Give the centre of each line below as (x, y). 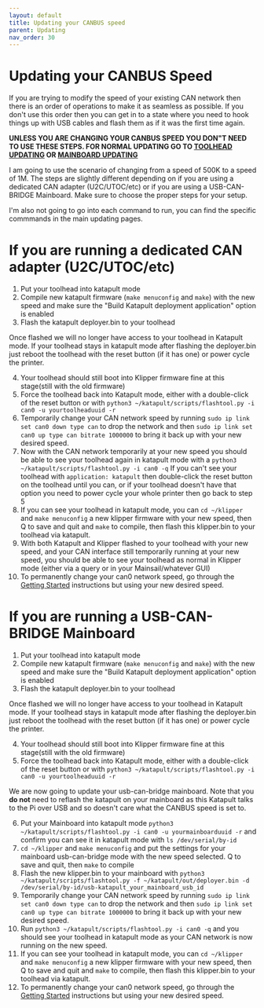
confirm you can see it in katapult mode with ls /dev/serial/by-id (128, 840)
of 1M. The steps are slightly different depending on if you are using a (121, 178)
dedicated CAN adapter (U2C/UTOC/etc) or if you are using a (108, 187)
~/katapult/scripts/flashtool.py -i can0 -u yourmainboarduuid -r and (138, 832)
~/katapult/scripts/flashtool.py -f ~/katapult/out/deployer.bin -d (135, 881)
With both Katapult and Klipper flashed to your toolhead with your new (134, 544)
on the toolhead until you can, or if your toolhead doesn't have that (128, 485)
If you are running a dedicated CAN (126, 250)
